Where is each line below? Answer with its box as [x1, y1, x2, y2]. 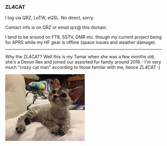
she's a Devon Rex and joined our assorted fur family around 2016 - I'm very [5, 59, 162, 65]
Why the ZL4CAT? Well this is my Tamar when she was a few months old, [5, 54, 156, 60]
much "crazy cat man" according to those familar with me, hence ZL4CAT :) [5, 64, 161, 70]
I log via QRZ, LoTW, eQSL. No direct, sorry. [5, 15, 94, 21]
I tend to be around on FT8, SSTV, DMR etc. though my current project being [5, 34, 162, 40]
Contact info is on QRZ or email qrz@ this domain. [5, 24, 108, 30]
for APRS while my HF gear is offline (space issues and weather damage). [5, 39, 157, 45]
